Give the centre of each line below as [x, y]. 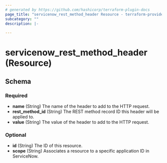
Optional [16, 135]
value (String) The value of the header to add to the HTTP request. [81, 122]
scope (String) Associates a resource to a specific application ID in [81, 151]
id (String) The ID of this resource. [47, 146]
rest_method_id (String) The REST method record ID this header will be [86, 111]
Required [16, 96]
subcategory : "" [22, 19]
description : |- [22, 24]
